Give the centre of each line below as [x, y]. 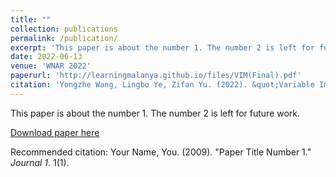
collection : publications [64, 29]
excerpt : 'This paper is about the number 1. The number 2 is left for [162, 47]
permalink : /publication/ [64, 38]
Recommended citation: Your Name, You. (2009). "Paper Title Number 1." [161, 152]
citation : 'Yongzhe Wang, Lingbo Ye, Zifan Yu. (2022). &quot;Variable [162, 85]
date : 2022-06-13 [46, 57]
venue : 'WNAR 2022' [51, 66]
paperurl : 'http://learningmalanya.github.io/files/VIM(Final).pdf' [156, 76]
